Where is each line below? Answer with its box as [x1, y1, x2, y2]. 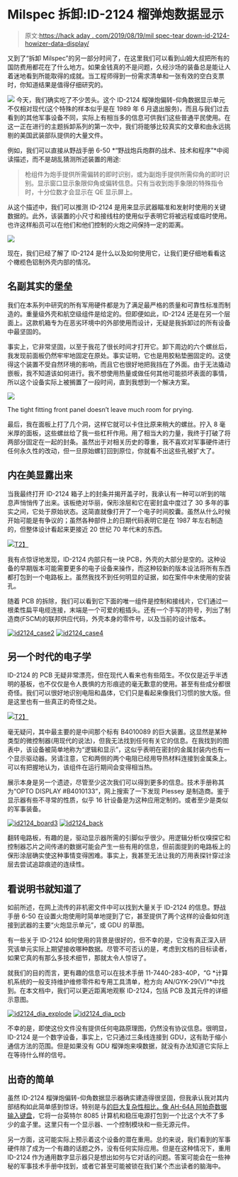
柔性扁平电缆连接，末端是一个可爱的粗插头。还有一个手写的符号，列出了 [13, 606, 225, 614]
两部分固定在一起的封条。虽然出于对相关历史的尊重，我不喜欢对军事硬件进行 [7, 437, 231, 446]
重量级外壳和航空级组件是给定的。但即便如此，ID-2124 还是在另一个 [25, 309, 225, 318]
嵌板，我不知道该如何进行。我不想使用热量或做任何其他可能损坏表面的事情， [7, 369, 231, 377]
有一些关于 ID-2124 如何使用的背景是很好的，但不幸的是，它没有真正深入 [7, 936, 220, 944]
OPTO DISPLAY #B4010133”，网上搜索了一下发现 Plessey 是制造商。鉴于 [16, 787, 230, 796]
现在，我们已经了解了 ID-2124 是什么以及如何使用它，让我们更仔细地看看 [7, 249, 220, 257]
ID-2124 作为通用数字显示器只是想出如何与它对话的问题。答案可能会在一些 [7, 1153, 225, 1161]
